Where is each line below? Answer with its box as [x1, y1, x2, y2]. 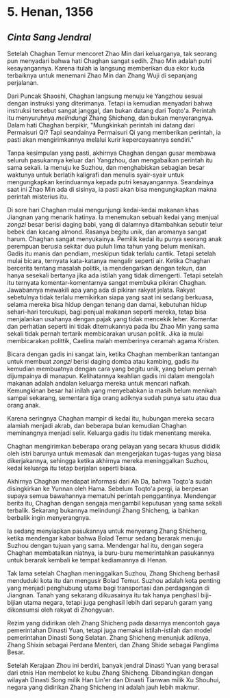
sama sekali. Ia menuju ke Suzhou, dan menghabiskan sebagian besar [7, 164, 205, 171]
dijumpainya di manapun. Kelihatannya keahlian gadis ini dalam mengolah [7, 372, 214, 380]
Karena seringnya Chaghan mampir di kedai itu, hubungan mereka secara [7, 414, 214, 422]
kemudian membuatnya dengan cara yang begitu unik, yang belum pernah [7, 364, 217, 373]
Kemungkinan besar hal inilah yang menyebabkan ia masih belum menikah [7, 386, 217, 395]
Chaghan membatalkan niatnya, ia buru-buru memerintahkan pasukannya [7, 549, 215, 557]
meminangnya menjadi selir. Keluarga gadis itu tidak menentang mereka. [7, 429, 212, 437]
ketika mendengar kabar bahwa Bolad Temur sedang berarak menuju [7, 534, 202, 542]
